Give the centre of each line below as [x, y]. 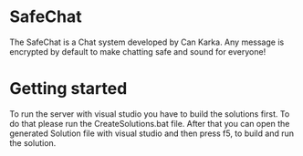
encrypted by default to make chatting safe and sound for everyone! [138, 51]
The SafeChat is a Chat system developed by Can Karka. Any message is [147, 42]
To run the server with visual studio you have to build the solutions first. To [150, 114]
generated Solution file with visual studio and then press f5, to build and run [152, 133]
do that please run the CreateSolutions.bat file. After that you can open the [150, 123]
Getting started [68, 89]
